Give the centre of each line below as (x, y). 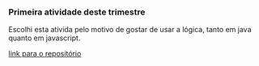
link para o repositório (45, 54)
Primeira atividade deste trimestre (77, 12)
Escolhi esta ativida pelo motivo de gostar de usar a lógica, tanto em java (130, 30)
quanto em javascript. (45, 38)
